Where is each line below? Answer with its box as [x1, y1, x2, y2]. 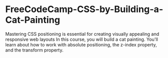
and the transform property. [5, 47, 64, 53]
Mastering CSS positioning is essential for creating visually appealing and [5, 31, 159, 37]
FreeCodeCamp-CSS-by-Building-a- [5, 4, 163, 15]
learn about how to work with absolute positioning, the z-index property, [5, 41, 157, 47]
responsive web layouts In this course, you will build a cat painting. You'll [5, 36, 158, 42]
